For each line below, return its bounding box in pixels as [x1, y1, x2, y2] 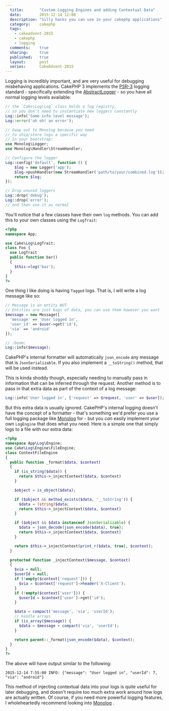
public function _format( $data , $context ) [10, 460, 101, 465]
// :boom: [5, 340, 26, 345]
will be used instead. [5, 365, 48, 371]
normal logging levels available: [5, 94, 71, 101]
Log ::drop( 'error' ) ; [5, 198, 49, 203]
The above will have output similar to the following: [5, 661, 112, 667]
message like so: [5, 293, 41, 299]
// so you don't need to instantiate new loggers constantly [5, 109, 138, 114]
